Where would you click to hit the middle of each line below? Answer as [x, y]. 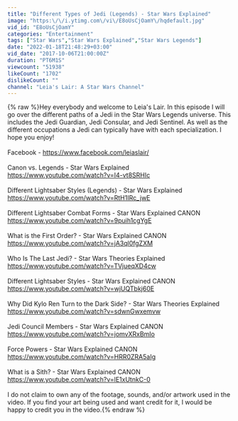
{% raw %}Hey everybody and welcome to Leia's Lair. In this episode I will [116, 107]
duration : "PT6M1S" [36, 61]
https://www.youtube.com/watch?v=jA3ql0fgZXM [80, 244]
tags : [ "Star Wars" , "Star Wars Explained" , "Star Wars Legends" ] [104, 41]
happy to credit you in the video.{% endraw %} [76, 410]
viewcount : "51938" [36, 67]
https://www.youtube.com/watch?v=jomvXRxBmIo [81, 334]
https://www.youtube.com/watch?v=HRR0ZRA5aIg [82, 357]
